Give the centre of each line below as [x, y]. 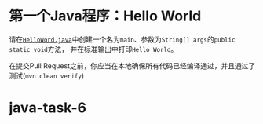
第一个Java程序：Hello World [105, 16]
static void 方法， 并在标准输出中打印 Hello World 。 [93, 49]
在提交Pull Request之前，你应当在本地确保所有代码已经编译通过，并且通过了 [132, 66]
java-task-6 [48, 108]
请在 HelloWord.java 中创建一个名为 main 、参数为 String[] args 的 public [122, 39]
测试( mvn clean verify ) [47, 75]
